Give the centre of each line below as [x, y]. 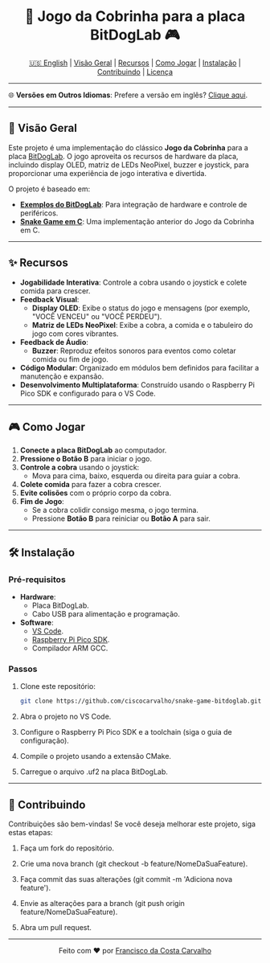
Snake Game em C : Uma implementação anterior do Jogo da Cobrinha [137, 221]
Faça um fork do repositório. [67, 848]
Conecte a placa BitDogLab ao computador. [93, 450]
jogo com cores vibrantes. [75, 334]
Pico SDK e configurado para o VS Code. [88, 393]
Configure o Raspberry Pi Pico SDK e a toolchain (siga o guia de [126, 732]
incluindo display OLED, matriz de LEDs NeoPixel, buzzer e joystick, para [129, 165]
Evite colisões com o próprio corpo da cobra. [96, 493]
